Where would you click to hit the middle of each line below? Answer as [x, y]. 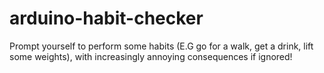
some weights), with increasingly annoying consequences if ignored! [151, 56]
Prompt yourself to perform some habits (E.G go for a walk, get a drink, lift [161, 46]
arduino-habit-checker [106, 18]
